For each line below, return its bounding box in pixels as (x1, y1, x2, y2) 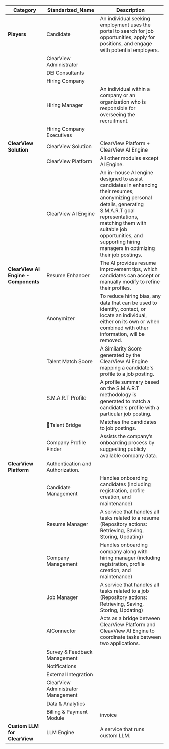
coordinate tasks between (100, 634, 161, 640)
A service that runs (100, 726, 145, 733)
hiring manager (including (100, 554, 161, 561)
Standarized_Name (47, 7, 95, 13)
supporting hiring (100, 238, 141, 245)
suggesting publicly (100, 445, 146, 453)
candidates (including (100, 481, 151, 488)
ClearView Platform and (100, 621, 156, 628)
